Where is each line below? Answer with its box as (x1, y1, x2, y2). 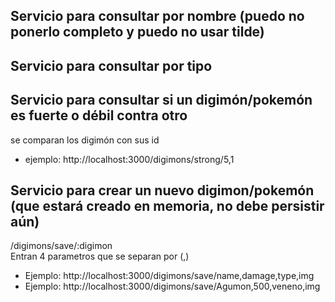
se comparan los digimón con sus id (10, 134, 160, 146)
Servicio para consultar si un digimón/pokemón (10, 92, 313, 109)
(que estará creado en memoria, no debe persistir (10, 197, 325, 214)
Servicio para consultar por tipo (10, 57, 213, 74)
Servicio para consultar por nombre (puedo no (10, 8, 305, 25)
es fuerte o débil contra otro (10, 107, 188, 124)
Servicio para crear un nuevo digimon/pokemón (10, 182, 315, 199)
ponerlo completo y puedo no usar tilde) (10, 24, 265, 41)
